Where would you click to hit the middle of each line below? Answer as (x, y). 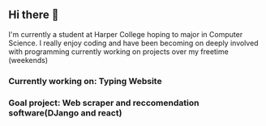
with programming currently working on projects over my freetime (118, 51)
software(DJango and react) (65, 112)
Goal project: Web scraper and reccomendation (104, 103)
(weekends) (28, 60)
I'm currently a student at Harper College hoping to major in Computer (126, 34)
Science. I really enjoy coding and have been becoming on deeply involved (133, 43)
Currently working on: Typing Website (85, 81)
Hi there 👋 (34, 15)
